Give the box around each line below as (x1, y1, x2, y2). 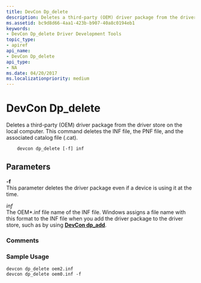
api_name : (6, 48, 31, 54)
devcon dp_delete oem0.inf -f (6, 271, 82, 278)
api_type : (6, 59, 31, 65)
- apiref (6, 43, 28, 49)
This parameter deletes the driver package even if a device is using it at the (6, 184, 193, 191)
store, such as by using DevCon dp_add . (6, 221, 107, 228)
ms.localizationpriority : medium (6, 76, 90, 82)
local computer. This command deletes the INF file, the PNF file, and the (6, 128, 184, 135)
